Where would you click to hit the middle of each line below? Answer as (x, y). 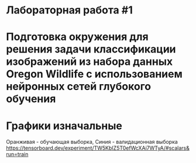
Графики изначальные (64, 126)
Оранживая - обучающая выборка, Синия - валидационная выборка (92, 142)
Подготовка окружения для (77, 37)
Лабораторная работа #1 (69, 10)
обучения (31, 99)
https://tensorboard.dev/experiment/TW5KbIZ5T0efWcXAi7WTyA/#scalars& (98, 148)
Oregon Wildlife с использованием (94, 74)
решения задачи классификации (91, 49)
